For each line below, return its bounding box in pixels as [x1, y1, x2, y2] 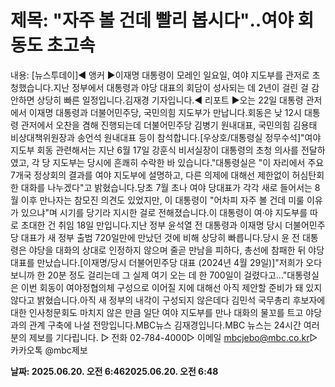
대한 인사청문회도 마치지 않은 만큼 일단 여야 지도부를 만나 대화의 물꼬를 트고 [10, 306, 304, 318]
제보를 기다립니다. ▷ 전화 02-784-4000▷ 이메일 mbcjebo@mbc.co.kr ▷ [28, 331, 318, 343]
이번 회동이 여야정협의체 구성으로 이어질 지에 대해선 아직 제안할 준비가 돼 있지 [20, 281, 323, 293]
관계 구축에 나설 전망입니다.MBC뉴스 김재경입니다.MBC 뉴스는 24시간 [28, 319, 302, 331]
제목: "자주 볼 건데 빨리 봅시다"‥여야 [10, 9, 294, 32]
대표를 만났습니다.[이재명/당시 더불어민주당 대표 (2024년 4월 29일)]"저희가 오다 [10, 256, 323, 268]
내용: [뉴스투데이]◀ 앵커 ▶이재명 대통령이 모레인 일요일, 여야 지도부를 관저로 [10, 69, 310, 81]
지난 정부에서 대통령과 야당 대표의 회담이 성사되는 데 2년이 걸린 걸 [53, 81, 309, 93]
